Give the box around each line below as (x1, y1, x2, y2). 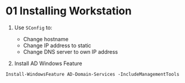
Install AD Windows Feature (14, 60, 83, 67)
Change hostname (23, 35, 69, 42)
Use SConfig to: (14, 24, 53, 31)
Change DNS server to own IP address (23, 48, 118, 55)
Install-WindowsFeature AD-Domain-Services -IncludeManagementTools (5, 71, 180, 77)
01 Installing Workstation (5, 4, 132, 18)
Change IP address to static (23, 42, 92, 49)
